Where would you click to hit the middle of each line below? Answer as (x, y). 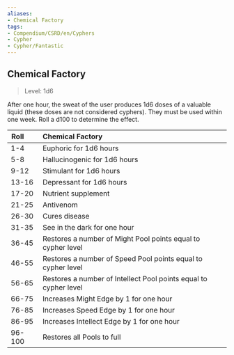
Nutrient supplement (76, 194)
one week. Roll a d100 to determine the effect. (73, 119)
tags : (15, 26)
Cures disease (66, 216)
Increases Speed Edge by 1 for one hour (109, 310)
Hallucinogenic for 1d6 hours (91, 159)
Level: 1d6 (39, 90)
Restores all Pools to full (82, 337)
